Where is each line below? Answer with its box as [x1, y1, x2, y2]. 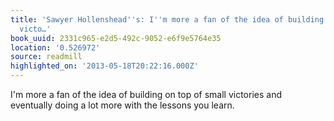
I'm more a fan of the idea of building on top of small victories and [10, 89, 283, 100]
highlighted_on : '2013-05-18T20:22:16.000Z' [10, 61, 199, 71]
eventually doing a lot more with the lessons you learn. [10, 99, 235, 111]
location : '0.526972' [10, 42, 101, 53]
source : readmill [10, 52, 83, 62]
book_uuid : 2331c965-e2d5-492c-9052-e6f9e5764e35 [10, 33, 222, 43]
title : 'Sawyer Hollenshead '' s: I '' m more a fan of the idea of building [10, 14, 325, 25]
